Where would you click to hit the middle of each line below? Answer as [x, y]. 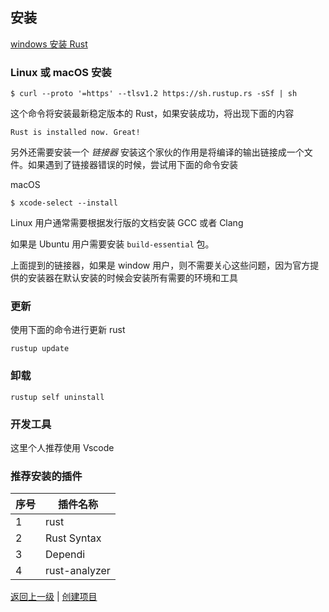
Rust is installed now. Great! [75, 133]
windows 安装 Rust [49, 44]
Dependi [65, 555]
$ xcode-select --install [64, 203]
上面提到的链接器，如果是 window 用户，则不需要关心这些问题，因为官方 [160, 265]
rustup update [40, 349]
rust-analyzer [78, 571]
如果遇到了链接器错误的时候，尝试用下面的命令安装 [132, 165]
